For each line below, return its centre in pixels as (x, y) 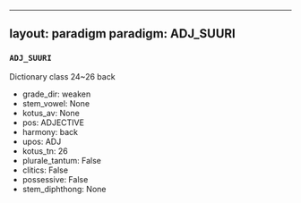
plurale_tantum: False (61, 160)
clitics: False (45, 170)
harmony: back (50, 131)
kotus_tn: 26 (45, 151)
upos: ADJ (42, 141)
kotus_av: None (51, 113)
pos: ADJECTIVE (53, 123)
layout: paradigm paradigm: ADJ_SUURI (122, 34)
